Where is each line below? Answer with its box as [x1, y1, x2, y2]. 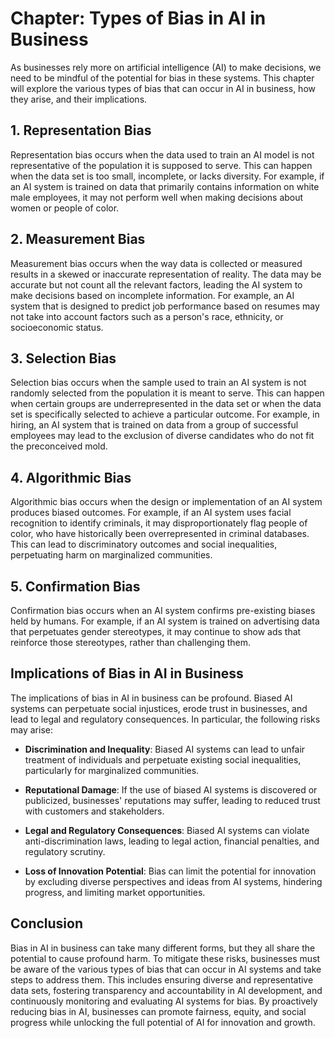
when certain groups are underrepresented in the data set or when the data [10, 398, 322, 410]
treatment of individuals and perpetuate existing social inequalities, [24, 753, 302, 766]
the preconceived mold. [10, 440, 108, 452]
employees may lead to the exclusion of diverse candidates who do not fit [10, 430, 315, 442]
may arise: [10, 723, 53, 736]
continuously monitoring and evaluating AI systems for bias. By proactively [10, 995, 318, 1007]
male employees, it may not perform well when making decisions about [10, 191, 304, 203]
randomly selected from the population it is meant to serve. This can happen [10, 387, 325, 399]
